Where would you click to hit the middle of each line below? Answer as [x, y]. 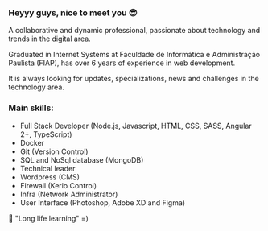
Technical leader [47, 168]
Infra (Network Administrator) [69, 194]
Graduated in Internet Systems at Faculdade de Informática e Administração [134, 55]
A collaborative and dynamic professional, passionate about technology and [134, 31]
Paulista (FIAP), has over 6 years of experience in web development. [122, 63]
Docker [32, 142]
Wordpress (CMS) [50, 177]
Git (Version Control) [54, 151]
